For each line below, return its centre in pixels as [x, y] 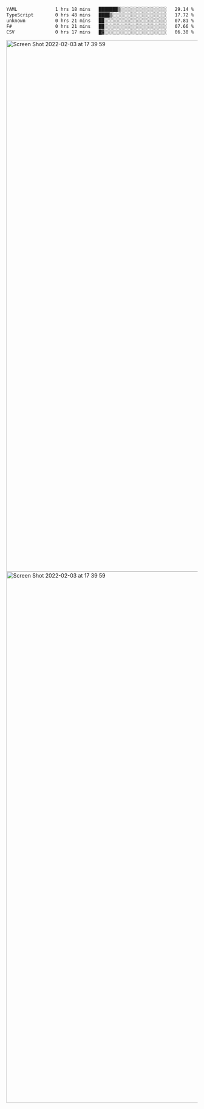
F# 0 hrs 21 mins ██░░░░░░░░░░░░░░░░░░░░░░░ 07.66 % [100, 26]
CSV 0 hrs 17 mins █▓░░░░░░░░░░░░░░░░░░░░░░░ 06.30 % [100, 32]
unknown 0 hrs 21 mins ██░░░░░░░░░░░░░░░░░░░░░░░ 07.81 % [100, 21]
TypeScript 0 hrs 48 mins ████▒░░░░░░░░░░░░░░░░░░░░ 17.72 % [100, 15]
